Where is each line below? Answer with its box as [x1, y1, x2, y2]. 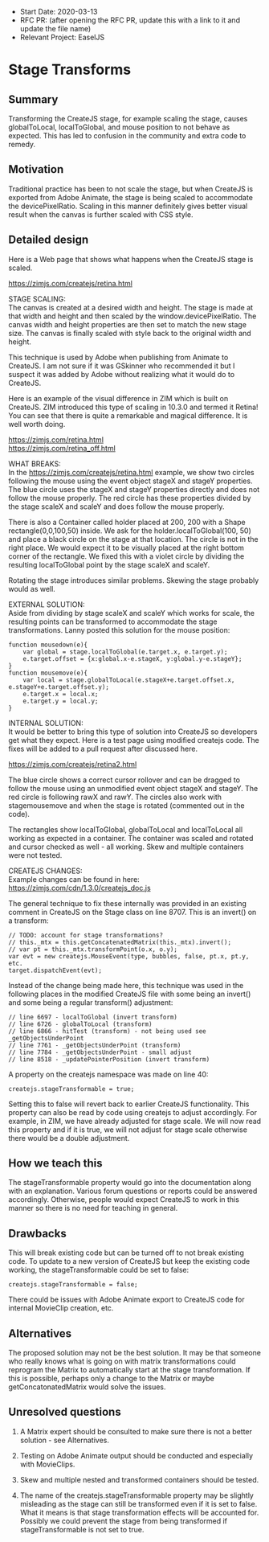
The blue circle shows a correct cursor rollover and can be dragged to [8, 775, 241, 785]
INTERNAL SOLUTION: [8, 718, 84, 728]
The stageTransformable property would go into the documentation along [8, 1178, 251, 1187]
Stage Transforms [8, 60, 132, 79]
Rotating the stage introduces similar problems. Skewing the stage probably [8, 575, 259, 585]
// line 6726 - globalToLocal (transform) [8, 1020, 153, 1028]
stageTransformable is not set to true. [19, 1524, 145, 1534]
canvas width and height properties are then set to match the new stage [8, 319, 247, 329]
